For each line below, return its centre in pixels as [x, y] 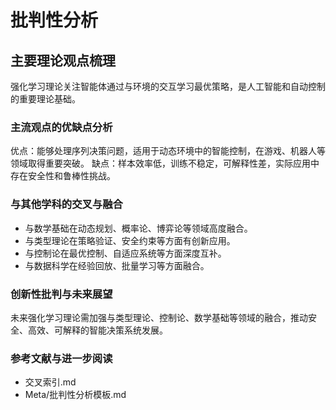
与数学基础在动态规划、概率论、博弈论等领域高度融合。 [138, 228]
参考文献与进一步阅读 [61, 358]
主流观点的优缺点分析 [61, 127]
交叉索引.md [50, 382]
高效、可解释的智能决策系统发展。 [97, 330]
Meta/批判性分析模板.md [75, 395]
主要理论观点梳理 [63, 60]
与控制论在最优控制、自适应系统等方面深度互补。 [125, 253]
